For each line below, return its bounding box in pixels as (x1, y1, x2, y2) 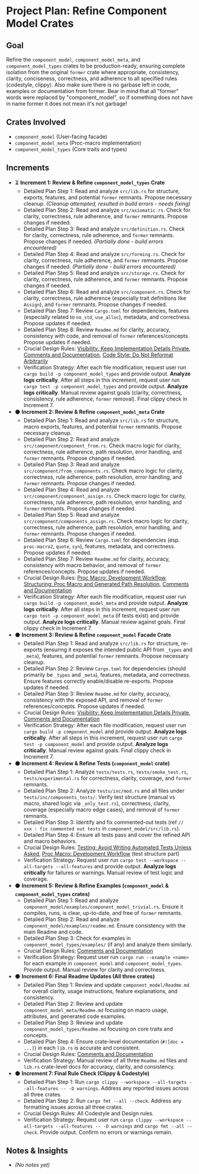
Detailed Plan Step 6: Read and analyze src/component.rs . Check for (23, 288, 191, 295)
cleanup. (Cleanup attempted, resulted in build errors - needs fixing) (23, 200, 191, 207)
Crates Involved (6, 117, 66, 127)
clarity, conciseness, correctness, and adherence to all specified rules (6, 75, 178, 82)
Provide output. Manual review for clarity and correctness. (23, 966, 166, 973)
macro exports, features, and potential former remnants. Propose (23, 423, 182, 430)
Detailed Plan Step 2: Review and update (23, 1000, 123, 1007)
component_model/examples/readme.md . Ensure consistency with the (23, 922, 186, 929)
